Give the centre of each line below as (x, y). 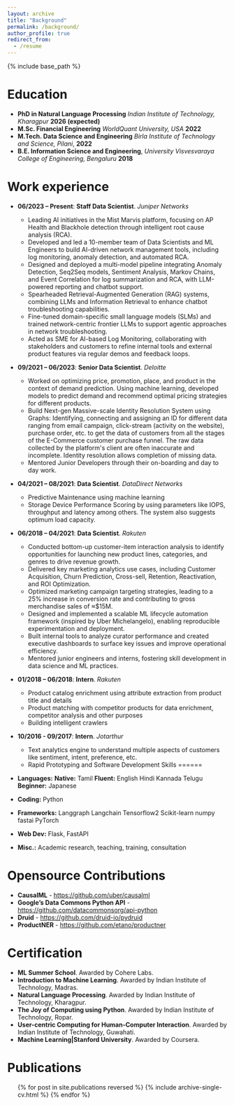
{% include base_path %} (44, 66)
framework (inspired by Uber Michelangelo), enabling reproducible (124, 621)
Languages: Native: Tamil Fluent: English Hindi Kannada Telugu (110, 778)
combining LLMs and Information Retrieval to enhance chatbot (117, 301)
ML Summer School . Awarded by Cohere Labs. (85, 972)
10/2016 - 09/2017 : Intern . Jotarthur (70, 736)
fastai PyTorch (38, 820)
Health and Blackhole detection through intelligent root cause (116, 227)
